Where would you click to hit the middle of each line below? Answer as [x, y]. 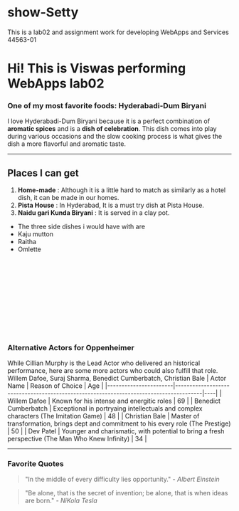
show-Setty [43, 12]
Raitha [27, 242]
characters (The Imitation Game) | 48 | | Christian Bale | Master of [103, 416]
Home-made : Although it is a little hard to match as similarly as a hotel [122, 190]
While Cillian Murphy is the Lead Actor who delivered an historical [104, 363]
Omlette [29, 249]
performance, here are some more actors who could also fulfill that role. [113, 370]
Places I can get [43, 173]
